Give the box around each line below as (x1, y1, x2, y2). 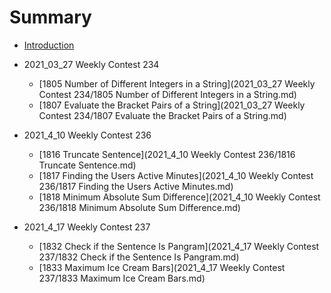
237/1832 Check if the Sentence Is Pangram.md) (38, 251, 240, 263)
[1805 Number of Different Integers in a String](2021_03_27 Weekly (38, 77, 316, 90)
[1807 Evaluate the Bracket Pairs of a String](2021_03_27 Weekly (38, 99, 306, 111)
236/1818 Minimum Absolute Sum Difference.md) (38, 201, 241, 213)
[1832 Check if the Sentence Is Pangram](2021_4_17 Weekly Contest (38, 240, 320, 252)
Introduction (23, 39, 75, 51)
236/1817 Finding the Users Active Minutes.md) (38, 180, 234, 192)
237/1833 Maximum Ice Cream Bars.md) (38, 272, 206, 284)
